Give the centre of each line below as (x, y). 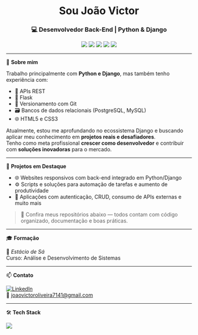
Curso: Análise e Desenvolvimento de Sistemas (63, 258)
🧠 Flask (24, 98)
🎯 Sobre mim (22, 62)
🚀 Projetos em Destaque (36, 167)
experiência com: (27, 80)
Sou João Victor (99, 11)
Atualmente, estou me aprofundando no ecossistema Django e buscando (95, 131)
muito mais (28, 203)
